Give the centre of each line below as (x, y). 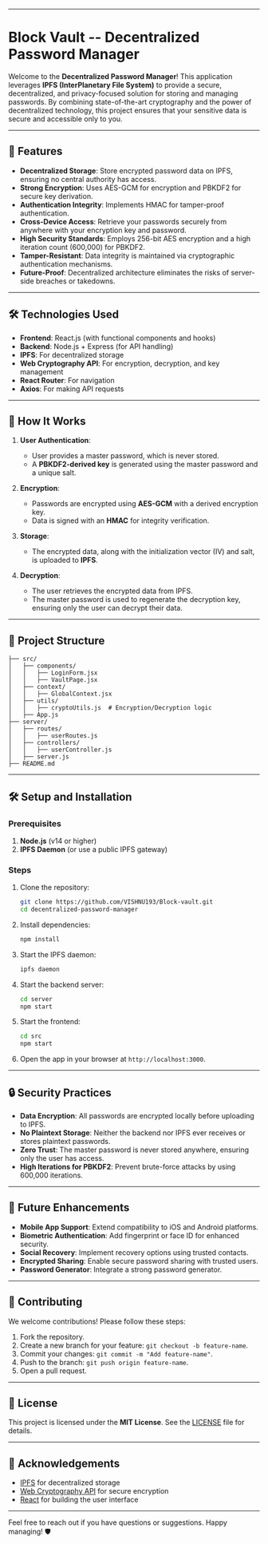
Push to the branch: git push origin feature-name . (104, 1362)
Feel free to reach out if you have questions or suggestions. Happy (118, 1522)
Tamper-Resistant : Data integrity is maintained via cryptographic (127, 255)
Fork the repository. (52, 1336)
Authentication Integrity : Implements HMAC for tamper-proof (122, 204)
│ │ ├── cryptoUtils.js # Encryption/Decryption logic (110, 708)
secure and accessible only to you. (65, 119)
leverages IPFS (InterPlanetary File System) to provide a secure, (115, 85)
